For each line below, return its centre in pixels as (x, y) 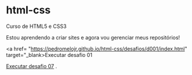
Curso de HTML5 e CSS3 (36, 26)
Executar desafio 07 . (32, 66)
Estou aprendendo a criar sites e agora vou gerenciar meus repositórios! (93, 37)
